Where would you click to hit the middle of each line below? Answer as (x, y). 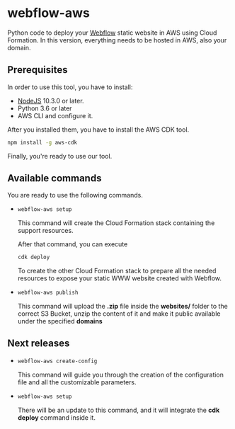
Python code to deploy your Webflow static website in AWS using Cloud (112, 33)
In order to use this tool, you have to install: (70, 87)
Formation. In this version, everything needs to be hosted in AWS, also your (117, 40)
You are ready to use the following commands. (75, 195)
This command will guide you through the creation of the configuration (121, 374)
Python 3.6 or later (45, 108)
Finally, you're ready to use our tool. (60, 156)
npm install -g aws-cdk (42, 142)
